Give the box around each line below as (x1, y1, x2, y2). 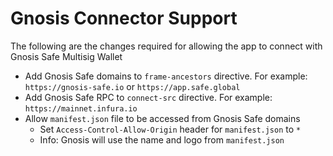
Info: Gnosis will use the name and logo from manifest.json (39, 133, 285, 146)
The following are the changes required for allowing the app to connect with (10, 40, 323, 52)
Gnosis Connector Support (10, 7, 238, 30)
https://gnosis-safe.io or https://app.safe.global (24, 80, 241, 92)
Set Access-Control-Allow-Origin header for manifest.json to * (39, 123, 302, 135)
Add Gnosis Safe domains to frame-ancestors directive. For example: (24, 70, 308, 82)
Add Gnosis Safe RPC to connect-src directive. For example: (24, 91, 273, 103)
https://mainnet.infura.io (24, 103, 138, 114)
